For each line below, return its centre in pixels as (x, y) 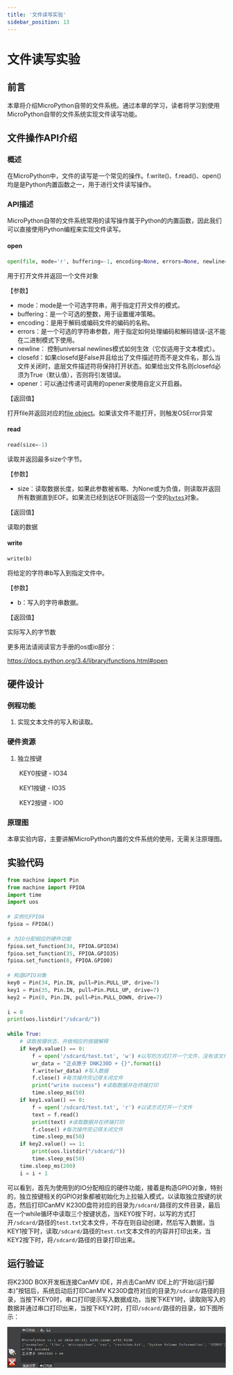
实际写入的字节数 (32, 632)
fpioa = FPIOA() (31, 925)
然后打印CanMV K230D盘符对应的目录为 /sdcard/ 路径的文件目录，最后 (120, 1205)
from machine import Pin (43, 880)
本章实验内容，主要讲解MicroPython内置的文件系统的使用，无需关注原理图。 (117, 839)
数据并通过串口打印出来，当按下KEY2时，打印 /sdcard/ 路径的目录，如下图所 (115, 1308)
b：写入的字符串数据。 (50, 602)
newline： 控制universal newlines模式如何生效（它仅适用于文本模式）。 (118, 348)
